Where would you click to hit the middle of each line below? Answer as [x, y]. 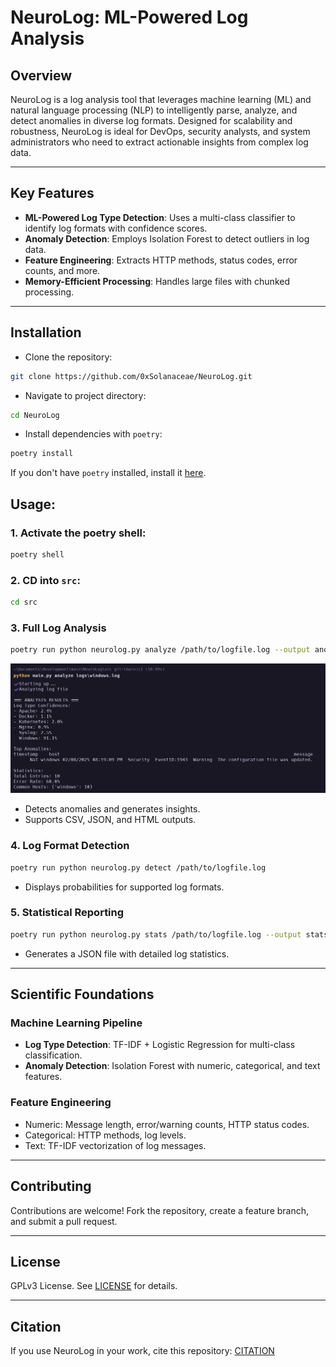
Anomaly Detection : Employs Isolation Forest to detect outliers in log [167, 238]
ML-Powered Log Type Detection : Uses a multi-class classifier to [160, 217]
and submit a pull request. [64, 1221]
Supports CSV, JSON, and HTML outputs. [110, 820]
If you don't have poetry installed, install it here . [108, 473]
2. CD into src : [45, 580]
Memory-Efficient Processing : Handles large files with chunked [157, 281]
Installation [46, 332]
